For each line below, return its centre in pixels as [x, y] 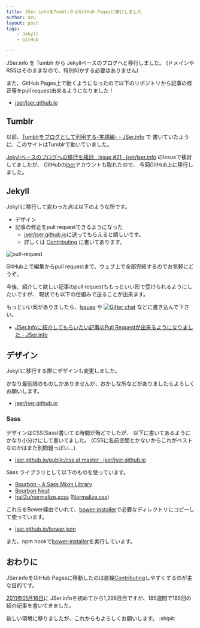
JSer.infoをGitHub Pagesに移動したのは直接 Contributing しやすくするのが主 [99, 578]
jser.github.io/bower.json [45, 529]
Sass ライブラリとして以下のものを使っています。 [68, 472]
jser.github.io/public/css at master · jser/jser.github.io [81, 460]
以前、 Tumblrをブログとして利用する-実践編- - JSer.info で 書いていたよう [98, 136]
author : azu [21, 17]
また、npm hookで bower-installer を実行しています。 [71, 541]
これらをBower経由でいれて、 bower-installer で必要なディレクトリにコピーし [100, 509]
